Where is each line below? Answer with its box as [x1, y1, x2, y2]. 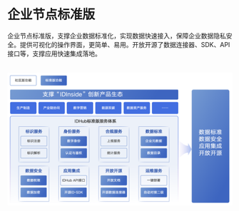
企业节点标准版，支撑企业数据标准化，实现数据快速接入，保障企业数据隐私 [7, 31, 226, 40]
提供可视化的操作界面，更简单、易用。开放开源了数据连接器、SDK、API [19, 40, 230, 48]
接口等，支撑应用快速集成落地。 [7, 49, 101, 58]
